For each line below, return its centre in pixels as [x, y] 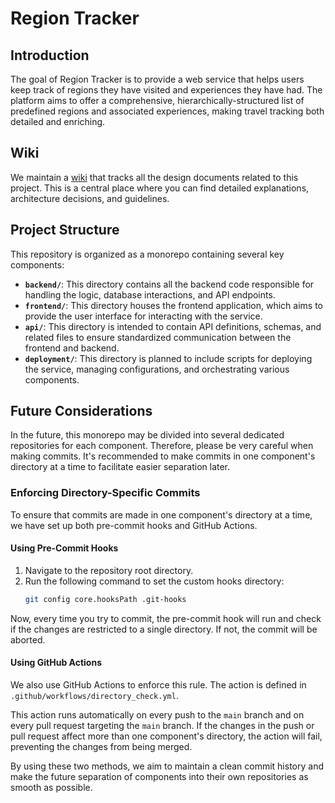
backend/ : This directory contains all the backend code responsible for [169, 284]
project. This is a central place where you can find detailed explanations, [160, 188]
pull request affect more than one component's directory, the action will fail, [166, 736]
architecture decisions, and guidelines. [90, 198]
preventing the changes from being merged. [101, 747]
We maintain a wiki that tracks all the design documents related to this [154, 177]
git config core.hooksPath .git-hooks [105, 599]
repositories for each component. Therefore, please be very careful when [162, 446]
